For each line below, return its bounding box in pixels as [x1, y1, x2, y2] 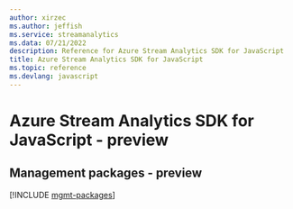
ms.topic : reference [9, 64, 87, 73]
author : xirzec [9, 13, 67, 23]
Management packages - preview [9, 166, 203, 181]
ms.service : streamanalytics [9, 30, 119, 39]
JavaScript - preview [9, 130, 169, 150]
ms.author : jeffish [9, 22, 83, 31]
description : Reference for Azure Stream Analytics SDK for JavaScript [9, 47, 284, 56]
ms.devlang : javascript [9, 72, 99, 81]
